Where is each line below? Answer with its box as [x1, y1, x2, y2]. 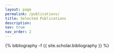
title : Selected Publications [5, 16, 67, 21]
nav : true [5, 25, 25, 30]
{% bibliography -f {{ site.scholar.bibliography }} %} [5, 43, 110, 48]
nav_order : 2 [5, 29, 32, 34]
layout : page [5, 7, 32, 12]
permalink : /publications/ [5, 12, 60, 16]
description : [5, 20, 32, 26]
